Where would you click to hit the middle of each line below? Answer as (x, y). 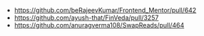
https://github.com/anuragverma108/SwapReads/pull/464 (99, 25)
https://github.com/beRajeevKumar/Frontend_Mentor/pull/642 (105, 10)
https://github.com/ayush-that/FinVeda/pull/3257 (86, 18)
